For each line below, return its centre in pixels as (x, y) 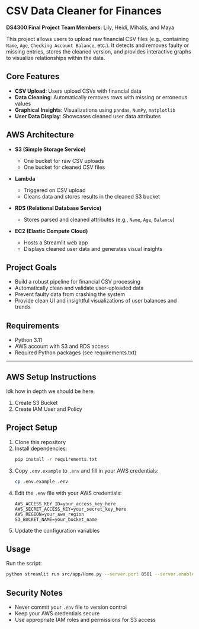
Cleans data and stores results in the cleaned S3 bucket (92, 196)
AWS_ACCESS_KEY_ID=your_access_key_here (65, 504)
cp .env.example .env (41, 482)
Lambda (25, 178)
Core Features (33, 76)
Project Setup (32, 428)
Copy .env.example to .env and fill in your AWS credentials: (86, 470)
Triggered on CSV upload (54, 190)
